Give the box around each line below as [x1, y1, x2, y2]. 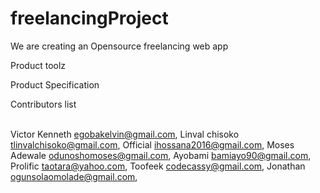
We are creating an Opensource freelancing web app [10, 40, 229, 52]
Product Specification [10, 78, 100, 91]
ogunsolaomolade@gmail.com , [10, 170, 138, 182]
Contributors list [10, 98, 77, 110]
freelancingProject [10, 7, 169, 30]
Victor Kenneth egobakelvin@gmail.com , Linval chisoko [10, 128, 240, 140]
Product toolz [10, 59, 67, 71]
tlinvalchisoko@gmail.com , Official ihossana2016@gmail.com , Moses [10, 138, 295, 151]
